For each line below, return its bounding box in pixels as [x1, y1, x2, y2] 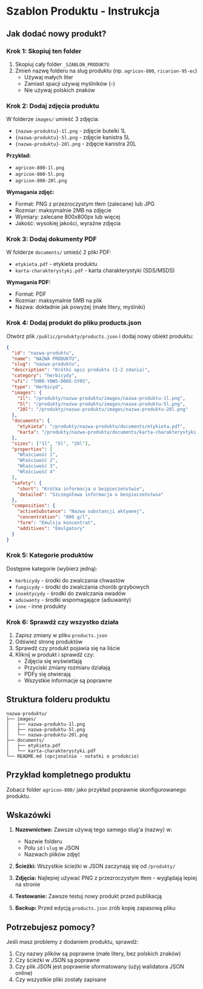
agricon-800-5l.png [15, 172, 65, 178]
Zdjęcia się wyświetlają [24, 657, 82, 665]
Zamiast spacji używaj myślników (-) [24, 80, 115, 87]
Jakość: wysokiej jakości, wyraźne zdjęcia [15, 220, 121, 227]
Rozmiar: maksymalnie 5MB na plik [15, 297, 102, 304]
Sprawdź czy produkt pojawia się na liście [15, 644, 120, 652]
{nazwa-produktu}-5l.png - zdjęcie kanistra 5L [15, 134, 130, 141]
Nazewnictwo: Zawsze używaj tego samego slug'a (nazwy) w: [15, 826, 173, 833]
